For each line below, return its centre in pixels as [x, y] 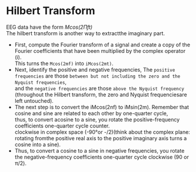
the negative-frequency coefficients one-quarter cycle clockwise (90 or [102, 157]
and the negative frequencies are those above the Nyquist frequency [99, 88]
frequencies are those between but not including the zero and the [97, 76]
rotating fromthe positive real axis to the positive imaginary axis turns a [101, 138]
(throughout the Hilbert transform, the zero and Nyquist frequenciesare [101, 95]
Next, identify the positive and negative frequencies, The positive [95, 69]
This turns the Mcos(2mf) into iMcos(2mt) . [64, 63]
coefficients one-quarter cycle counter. [62, 126]
